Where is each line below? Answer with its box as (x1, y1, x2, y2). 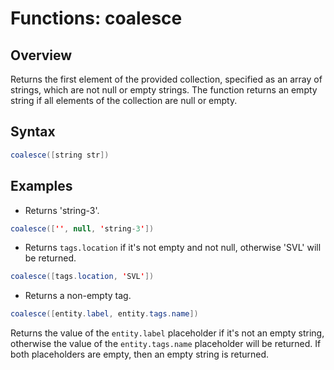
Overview (10, 47, 73, 64)
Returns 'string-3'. (24, 204, 100, 216)
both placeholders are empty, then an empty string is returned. (10, 348, 270, 361)
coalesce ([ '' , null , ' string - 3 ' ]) (10, 223, 155, 234)
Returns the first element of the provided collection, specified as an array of (10, 73, 323, 85)
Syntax (10, 123, 56, 141)
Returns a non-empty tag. (24, 290, 132, 302)
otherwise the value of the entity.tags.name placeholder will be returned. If (10, 338, 322, 350)
